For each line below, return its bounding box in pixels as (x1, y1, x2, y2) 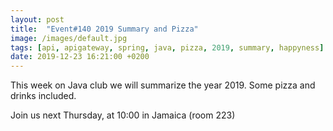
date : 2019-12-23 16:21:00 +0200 (10, 52, 150, 62)
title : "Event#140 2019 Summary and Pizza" (10, 24, 199, 34)
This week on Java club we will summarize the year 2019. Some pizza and (10, 79, 316, 91)
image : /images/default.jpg (10, 33, 128, 43)
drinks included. (10, 90, 77, 102)
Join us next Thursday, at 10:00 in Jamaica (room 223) (10, 109, 236, 121)
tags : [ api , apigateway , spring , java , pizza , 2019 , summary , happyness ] (10, 42, 325, 53)
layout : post (10, 14, 65, 25)
